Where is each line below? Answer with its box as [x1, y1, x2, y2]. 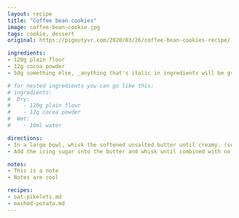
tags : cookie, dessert [7, 30, 75, 38]
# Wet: [7, 115, 31, 123]
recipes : [7, 187, 33, 194]
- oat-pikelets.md [7, 193, 62, 200]
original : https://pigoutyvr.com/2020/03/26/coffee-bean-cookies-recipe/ [7, 37, 231, 44]
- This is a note [7, 168, 59, 175]
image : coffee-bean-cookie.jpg [7, 23, 100, 31]
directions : [7, 134, 43, 142]
